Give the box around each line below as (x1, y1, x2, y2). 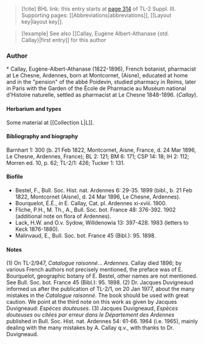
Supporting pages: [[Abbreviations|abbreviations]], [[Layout (21, 12, 172, 19)
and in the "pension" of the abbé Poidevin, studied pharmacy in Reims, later (6, 79, 197, 86)
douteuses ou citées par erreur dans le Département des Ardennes (6, 311, 175, 318)
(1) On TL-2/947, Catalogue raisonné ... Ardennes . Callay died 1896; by (6, 259, 182, 267)
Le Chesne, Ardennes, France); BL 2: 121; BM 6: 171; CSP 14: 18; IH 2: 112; (6, 152, 190, 160)
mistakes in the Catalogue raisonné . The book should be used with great (6, 292, 189, 299)
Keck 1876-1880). (15, 225, 60, 233)
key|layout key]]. (21, 18, 63, 25)
